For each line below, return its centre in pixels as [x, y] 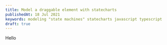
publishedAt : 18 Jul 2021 [32, 14]
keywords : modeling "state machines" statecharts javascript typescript [84, 19]
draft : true [18, 24]
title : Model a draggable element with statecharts [61, 10]
